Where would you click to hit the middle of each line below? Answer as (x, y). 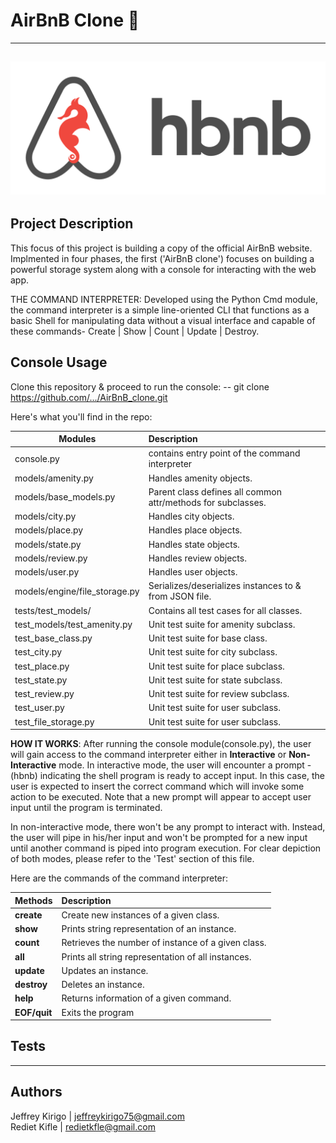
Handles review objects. (197, 558)
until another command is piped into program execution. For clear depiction (166, 848)
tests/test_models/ (53, 610)
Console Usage (59, 362)
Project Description (72, 224)
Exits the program (98, 1012)
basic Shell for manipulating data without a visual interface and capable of (163, 320)
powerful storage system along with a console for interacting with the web (163, 269)
